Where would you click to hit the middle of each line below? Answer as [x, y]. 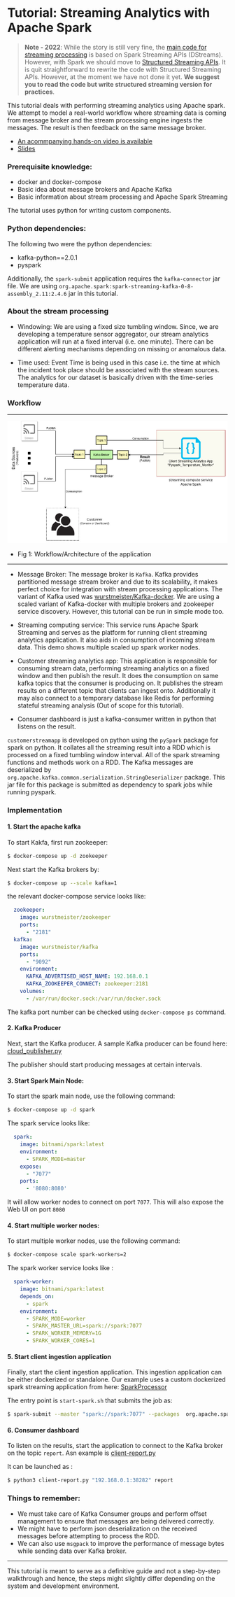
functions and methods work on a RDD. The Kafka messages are [100, 762]
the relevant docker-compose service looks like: [77, 896]
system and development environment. [64, 1586]
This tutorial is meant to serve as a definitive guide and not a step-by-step [114, 1571]
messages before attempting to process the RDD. [88, 1536]
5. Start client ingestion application [59, 1356]
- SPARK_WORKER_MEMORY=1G [63, 1334]
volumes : [33, 992]
